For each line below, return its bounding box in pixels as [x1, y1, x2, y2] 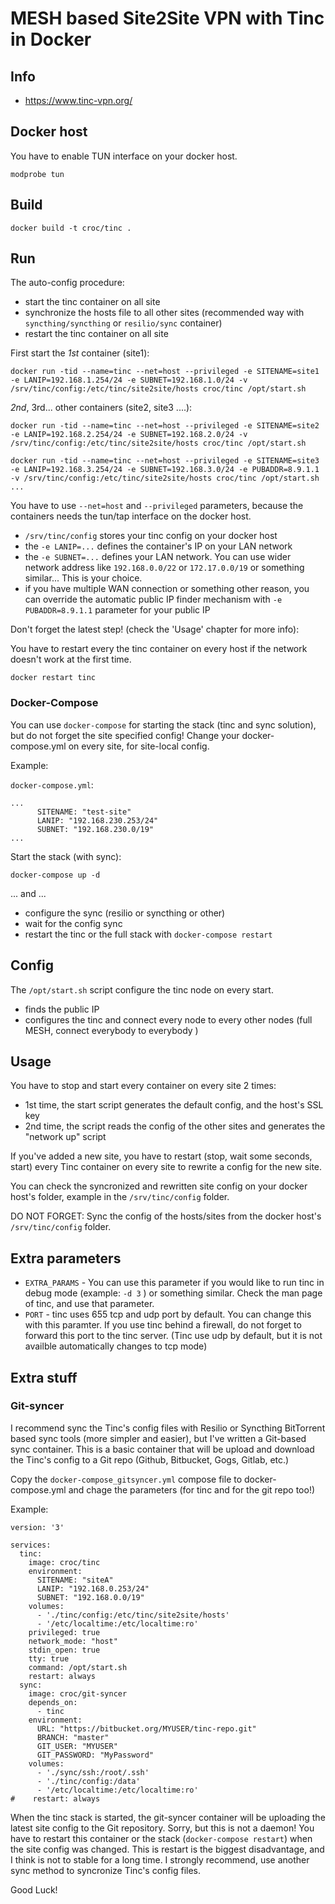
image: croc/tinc [28, 1557, 101, 1567]
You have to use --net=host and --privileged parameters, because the [10, 500, 304, 512]
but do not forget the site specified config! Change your [10, 729, 240, 741]
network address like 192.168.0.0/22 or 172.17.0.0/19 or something [24, 562, 305, 574]
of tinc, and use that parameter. [24, 1298, 155, 1310]
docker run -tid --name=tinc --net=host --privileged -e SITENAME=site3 [10, 456, 320, 466]
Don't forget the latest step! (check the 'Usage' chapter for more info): [10, 623, 300, 636]
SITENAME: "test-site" [36, 807, 132, 817]
